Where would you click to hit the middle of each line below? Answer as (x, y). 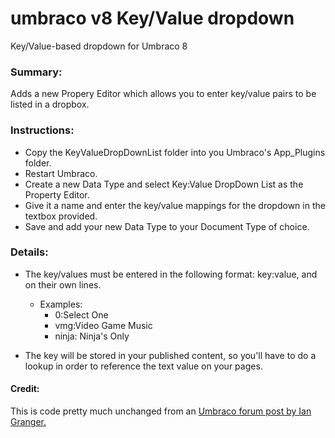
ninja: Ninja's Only (92, 336)
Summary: (36, 72)
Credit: (25, 389)
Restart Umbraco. (61, 173)
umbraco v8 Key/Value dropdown (152, 18)
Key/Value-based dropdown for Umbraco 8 (99, 46)
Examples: (61, 304)
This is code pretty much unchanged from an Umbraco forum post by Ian (161, 411)
